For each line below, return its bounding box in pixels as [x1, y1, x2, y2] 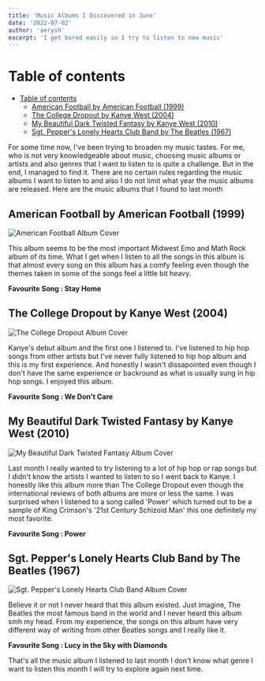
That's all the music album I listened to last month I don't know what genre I [8, 656, 254, 665]
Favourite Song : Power [8, 529, 87, 538]
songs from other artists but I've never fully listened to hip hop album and [8, 351, 247, 361]
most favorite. [8, 514, 54, 523]
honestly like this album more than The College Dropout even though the [8, 480, 244, 489]
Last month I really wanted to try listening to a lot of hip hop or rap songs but [8, 463, 257, 473]
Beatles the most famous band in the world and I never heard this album [8, 608, 242, 618]
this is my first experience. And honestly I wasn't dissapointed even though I [8, 360, 256, 369]
